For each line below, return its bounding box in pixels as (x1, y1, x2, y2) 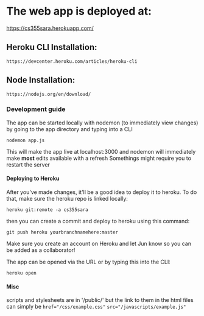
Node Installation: (6, 75, 76, 85)
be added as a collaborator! (6, 246, 76, 254)
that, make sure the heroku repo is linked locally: (6, 195, 128, 203)
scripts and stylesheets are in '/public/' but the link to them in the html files (6, 296, 194, 304)
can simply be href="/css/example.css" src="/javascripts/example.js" (6, 303, 186, 311)
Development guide (6, 105, 66, 113)
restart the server (6, 160, 51, 168)
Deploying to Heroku (6, 175, 60, 182)
